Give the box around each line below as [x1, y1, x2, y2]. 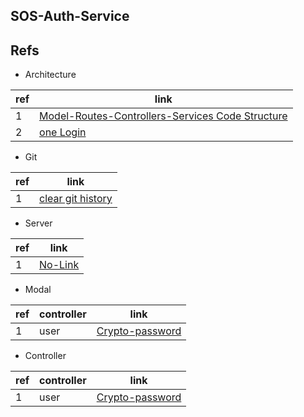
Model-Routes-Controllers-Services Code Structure [39, 109, 288, 123]
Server [24, 217, 53, 229]
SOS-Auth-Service [10, 8, 130, 25]
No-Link [39, 258, 80, 272]
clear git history [39, 192, 113, 206]
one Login [39, 125, 87, 139]
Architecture [24, 69, 77, 81]
